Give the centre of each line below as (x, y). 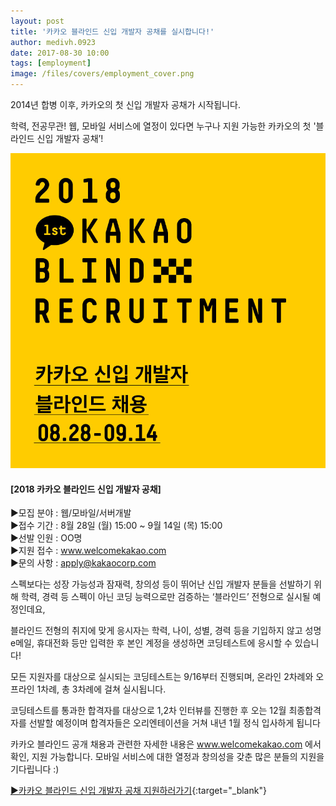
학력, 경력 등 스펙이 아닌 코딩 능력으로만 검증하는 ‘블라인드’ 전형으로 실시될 (165, 597)
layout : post (37, 21)
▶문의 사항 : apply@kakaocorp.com (83, 563)
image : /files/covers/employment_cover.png (102, 74)
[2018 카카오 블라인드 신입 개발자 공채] (86, 489)
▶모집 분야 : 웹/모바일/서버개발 (71, 513)
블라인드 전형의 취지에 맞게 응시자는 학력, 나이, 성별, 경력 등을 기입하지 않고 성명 (166, 631)
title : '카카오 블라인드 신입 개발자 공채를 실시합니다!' (112, 31)
